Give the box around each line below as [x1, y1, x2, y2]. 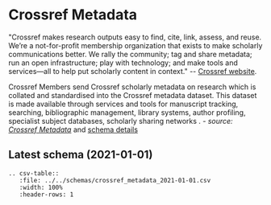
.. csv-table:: [8, 169, 60, 178]
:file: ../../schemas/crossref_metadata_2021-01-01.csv [19, 176, 211, 184]
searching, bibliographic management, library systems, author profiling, [8, 107, 246, 117]
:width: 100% [19, 183, 63, 191]
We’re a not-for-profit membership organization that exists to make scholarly [8, 40, 263, 50]
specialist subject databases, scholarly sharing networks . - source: [8, 116, 233, 125]
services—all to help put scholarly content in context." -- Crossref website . [8, 66, 257, 76]
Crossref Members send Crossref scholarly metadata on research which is [8, 82, 256, 92]
